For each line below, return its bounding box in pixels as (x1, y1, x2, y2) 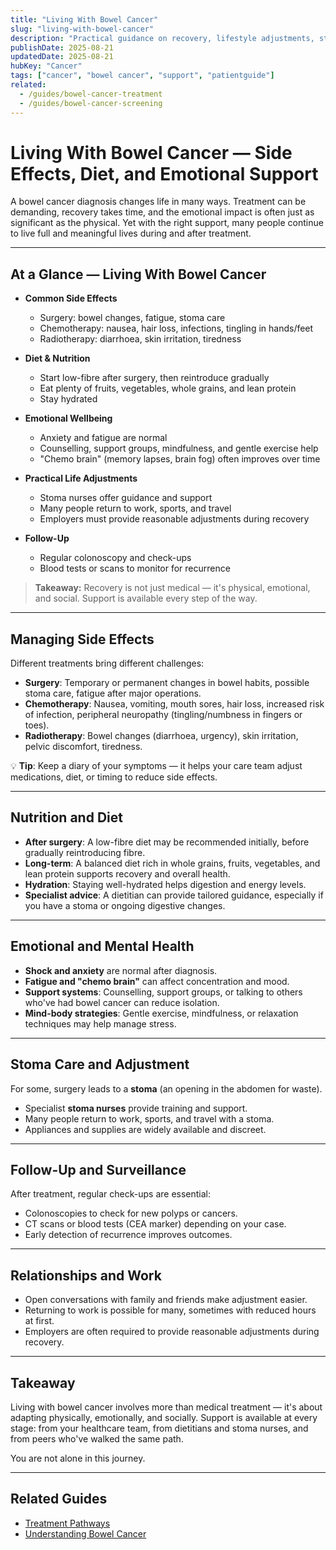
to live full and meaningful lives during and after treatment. (10, 227, 252, 240)
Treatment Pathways (24, 1517, 111, 1529)
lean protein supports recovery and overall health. (24, 867, 231, 880)
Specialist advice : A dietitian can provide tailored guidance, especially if (24, 889, 324, 901)
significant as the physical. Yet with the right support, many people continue (10, 217, 324, 229)
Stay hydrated (39, 393, 98, 405)
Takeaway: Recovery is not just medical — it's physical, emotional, (34, 582, 311, 594)
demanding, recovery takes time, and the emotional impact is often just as (10, 206, 315, 218)
